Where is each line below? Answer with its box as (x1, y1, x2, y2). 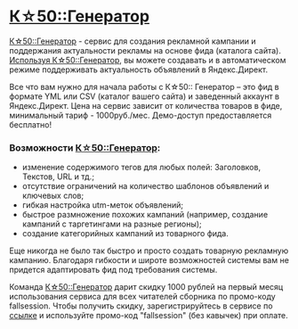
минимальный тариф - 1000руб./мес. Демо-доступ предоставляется (9, 110, 272, 120)
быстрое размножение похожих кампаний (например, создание (21, 210, 269, 220)
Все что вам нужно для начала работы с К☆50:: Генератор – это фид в (9, 81, 280, 92)
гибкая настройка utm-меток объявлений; (21, 200, 184, 210)
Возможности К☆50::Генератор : (9, 141, 161, 153)
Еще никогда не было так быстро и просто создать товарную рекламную (9, 245, 289, 256)
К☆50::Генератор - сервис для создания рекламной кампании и (9, 36, 256, 46)
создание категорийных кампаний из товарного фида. (21, 228, 230, 239)
